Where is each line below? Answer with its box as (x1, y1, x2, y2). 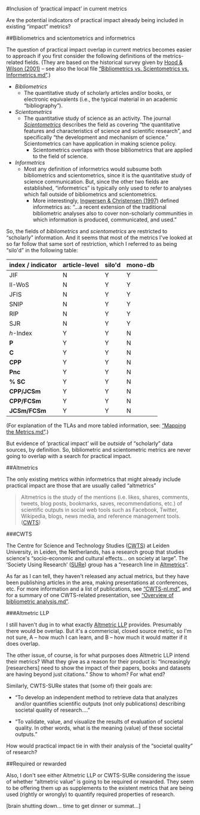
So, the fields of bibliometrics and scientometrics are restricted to (6, 228, 168, 234)
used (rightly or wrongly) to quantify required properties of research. (6, 791, 175, 798)
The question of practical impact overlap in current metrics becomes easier (6, 46, 192, 53)
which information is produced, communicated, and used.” (32, 216, 177, 223)
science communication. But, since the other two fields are (23, 178, 169, 185)
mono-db (126, 261, 155, 269)
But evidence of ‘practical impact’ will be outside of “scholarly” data (6, 440, 173, 447)
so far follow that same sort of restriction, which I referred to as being (6, 240, 177, 247)
